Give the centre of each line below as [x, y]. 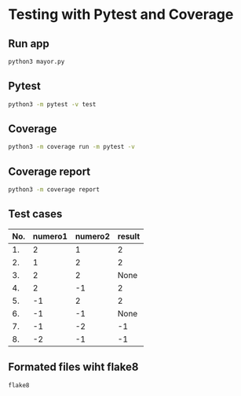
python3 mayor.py [37, 61]
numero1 [50, 236]
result [129, 236]
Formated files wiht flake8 [73, 367]
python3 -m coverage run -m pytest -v [71, 147]
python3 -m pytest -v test [52, 104]
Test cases [35, 214]
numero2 [92, 236]
